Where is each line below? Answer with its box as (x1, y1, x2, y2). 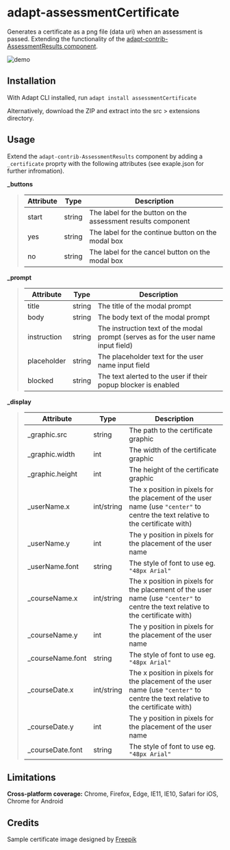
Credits (7, 817, 40, 829)
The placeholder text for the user (98, 352, 204, 361)
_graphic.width (27, 449, 75, 459)
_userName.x (27, 502, 71, 511)
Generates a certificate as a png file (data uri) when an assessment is (7, 27, 203, 36)
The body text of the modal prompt (98, 312, 210, 321)
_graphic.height (27, 469, 77, 478)
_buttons (7, 180, 33, 188)
